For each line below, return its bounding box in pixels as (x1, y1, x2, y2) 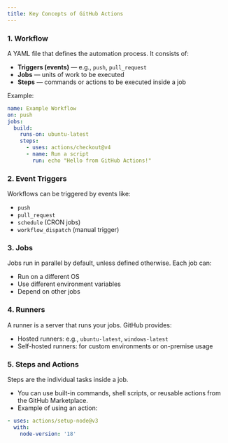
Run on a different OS (17, 273, 80, 281)
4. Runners (7, 305, 45, 315)
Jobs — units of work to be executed (17, 70, 124, 79)
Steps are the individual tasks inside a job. (7, 375, 129, 383)
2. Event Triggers (7, 173, 67, 183)
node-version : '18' (20, 430, 77, 437)
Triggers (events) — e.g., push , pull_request (17, 62, 147, 71)
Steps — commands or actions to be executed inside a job (17, 78, 187, 86)
